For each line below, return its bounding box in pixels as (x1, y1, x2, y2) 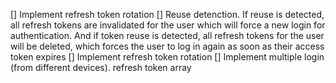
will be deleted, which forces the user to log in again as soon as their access (10, 40, 325, 52)
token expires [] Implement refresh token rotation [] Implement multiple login (10, 51, 325, 63)
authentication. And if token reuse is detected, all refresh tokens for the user (10, 30, 325, 41)
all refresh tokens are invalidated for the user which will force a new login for (10, 19, 326, 31)
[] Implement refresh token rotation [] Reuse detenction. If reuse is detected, (10, 9, 325, 20)
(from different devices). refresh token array (10, 62, 192, 73)
